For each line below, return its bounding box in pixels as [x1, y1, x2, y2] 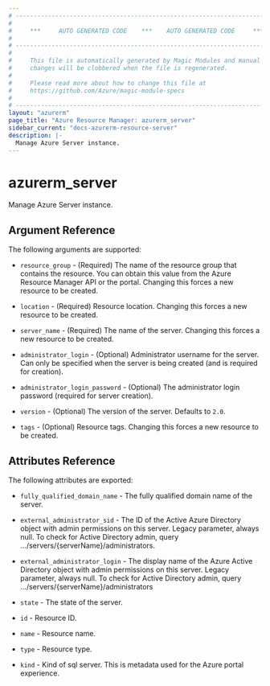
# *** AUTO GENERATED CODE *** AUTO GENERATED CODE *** [8, 27, 264, 35]
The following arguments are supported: [8, 244, 142, 254]
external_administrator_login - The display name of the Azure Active [19, 557, 253, 566]
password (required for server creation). [19, 391, 153, 401]
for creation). [19, 367, 64, 376]
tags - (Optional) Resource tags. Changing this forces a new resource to [19, 422, 259, 432]
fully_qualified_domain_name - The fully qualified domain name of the [19, 491, 253, 501]
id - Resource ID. [19, 613, 77, 623]
